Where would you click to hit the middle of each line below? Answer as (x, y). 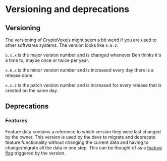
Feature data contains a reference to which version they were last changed (83, 131)
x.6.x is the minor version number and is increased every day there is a (79, 70)
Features (16, 121)
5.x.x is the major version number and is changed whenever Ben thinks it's (83, 55)
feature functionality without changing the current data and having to (77, 142)
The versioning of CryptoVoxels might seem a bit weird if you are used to (81, 40)
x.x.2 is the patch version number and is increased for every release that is (83, 85)
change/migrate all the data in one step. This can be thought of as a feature (84, 147)
